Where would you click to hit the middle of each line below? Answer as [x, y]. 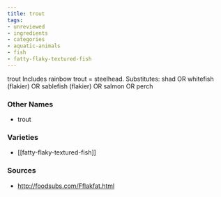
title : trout [26, 14]
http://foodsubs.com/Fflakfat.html [66, 186]
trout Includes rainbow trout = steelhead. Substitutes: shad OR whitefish [110, 79]
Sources [22, 171]
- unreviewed [26, 26]
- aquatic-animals [34, 46]
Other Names [30, 104]
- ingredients [28, 33]
